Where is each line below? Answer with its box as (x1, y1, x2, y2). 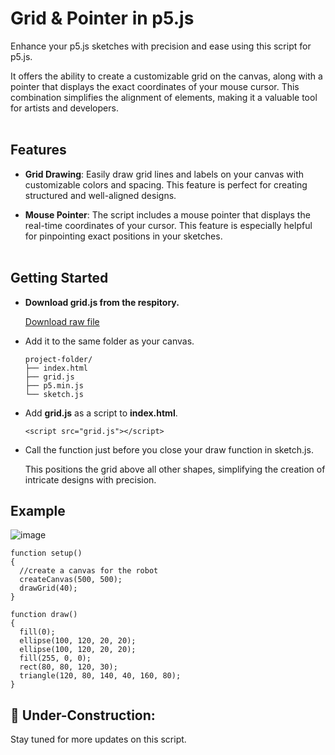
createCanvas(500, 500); (19, 575, 123, 585)
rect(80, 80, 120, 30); (19, 662, 118, 672)
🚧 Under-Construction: (10, 707, 156, 724)
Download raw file (24, 315, 100, 327)
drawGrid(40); (19, 583, 78, 594)
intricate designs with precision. (24, 473, 157, 486)
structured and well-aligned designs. (24, 189, 177, 201)
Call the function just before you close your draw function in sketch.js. (24, 443, 314, 456)
